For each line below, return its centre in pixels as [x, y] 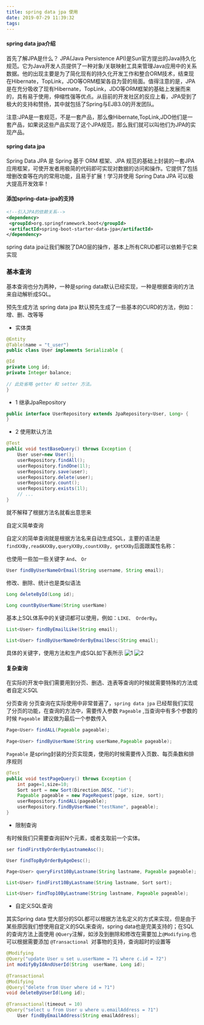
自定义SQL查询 [34, 906]
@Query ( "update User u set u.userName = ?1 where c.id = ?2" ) [87, 959]
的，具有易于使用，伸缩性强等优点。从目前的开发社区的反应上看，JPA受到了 [102, 96]
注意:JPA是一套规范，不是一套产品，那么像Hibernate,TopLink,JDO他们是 [97, 117]
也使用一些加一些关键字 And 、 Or [46, 559]
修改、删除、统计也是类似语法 [43, 583]
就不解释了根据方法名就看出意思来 [49, 512]
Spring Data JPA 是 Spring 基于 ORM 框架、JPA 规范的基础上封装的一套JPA [100, 161]
